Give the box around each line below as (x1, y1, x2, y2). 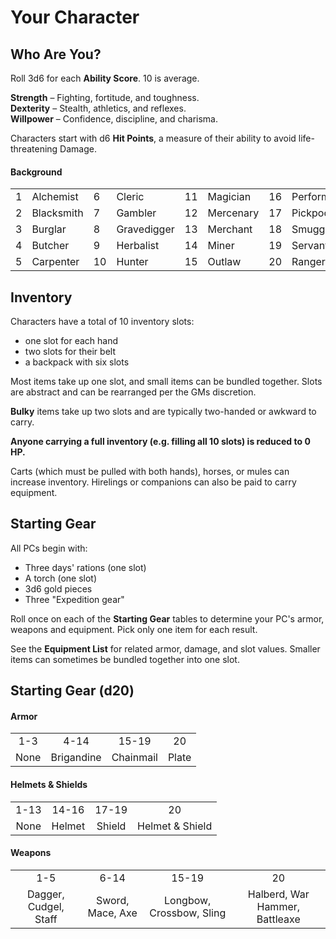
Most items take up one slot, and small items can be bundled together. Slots (10, 376, 323, 388)
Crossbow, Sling (149, 906, 227, 920)
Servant (291, 239, 329, 253)
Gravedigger (116, 222, 175, 236)
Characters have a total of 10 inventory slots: (10, 316, 195, 328)
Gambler (116, 206, 157, 220)
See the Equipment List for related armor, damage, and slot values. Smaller (10, 642, 321, 655)
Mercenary (207, 206, 260, 220)
